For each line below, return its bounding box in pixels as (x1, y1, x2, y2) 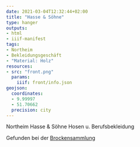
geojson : (6, 85, 28, 91)
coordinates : (11, 91, 44, 96)
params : (11, 74, 31, 80)
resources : (6, 63, 33, 69)
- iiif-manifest (6, 36, 46, 42)
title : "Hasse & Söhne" (6, 14, 65, 20)
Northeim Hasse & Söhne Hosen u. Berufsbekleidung (6, 123, 135, 130)
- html (6, 31, 22, 36)
